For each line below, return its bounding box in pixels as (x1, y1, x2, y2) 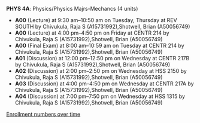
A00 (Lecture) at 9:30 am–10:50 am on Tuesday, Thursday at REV (14, 17, 178, 23)
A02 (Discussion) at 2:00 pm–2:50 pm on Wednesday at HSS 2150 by (14, 67, 187, 74)
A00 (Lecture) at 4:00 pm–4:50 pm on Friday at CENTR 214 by (14, 29, 169, 36)
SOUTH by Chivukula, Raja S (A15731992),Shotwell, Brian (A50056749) (14, 23, 190, 30)
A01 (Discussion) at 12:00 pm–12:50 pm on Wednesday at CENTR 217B (14, 55, 190, 61)
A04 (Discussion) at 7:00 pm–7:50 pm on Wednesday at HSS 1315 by (14, 93, 186, 100)
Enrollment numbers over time (6, 110, 81, 118)
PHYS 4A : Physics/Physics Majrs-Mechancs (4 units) (6, 5, 138, 12)
